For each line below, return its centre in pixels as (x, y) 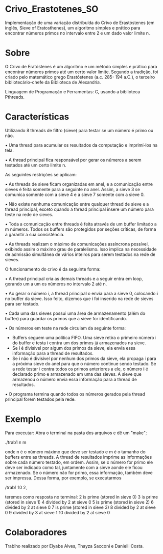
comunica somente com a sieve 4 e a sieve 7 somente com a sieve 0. (75, 194)
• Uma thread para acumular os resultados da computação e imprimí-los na (81, 145)
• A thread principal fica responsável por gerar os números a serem (73, 160)
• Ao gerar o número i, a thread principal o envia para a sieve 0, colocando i (81, 293)
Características (37, 117)
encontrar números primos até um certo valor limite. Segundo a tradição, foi (81, 72)
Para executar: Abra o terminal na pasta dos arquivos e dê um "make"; (76, 433)
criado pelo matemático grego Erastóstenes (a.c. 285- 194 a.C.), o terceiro (80, 77)
